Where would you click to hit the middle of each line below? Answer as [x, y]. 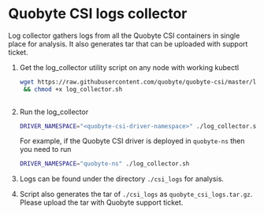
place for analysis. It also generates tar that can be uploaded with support [128, 43]
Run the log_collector [54, 112]
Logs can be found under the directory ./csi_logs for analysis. [122, 179]
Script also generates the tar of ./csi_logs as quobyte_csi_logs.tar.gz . [136, 195]
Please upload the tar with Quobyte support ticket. [101, 202]
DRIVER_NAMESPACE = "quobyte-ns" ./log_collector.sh [104, 164]
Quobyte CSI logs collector [98, 14]
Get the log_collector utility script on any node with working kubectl [129, 67]
